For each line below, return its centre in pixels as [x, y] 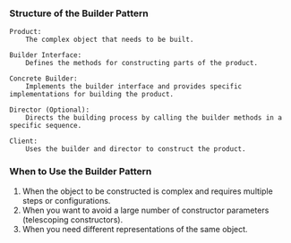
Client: [24, 141]
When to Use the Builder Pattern [81, 172]
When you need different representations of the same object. [135, 229]
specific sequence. [46, 126]
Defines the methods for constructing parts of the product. [141, 63]
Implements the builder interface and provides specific [134, 87]
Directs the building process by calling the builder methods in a [154, 118]
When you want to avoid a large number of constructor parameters [145, 210]
